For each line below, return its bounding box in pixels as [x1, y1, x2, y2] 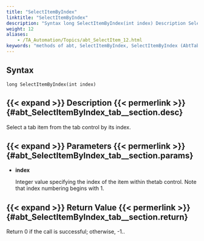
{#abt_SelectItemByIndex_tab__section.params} [6, 150, 194, 161]
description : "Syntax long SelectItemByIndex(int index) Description [6, 20, 186, 26]
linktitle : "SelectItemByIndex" [6, 15, 88, 21]
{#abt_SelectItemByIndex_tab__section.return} [6, 212, 188, 222]
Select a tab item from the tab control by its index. [6, 123, 132, 131]
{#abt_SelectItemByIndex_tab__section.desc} [6, 107, 183, 118]
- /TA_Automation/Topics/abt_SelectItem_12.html [17, 37, 143, 43]
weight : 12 [6, 25, 34, 32]
